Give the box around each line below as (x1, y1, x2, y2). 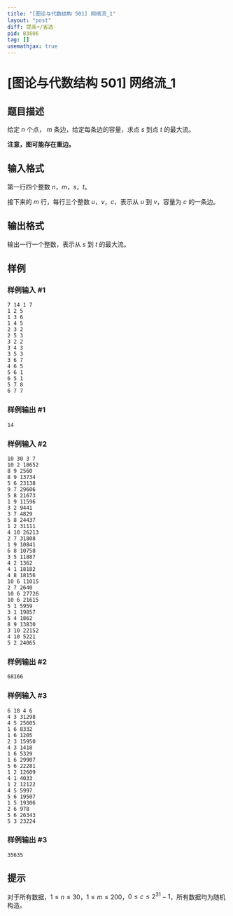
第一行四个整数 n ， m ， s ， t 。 (7, 182, 91, 191)
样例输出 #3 (7, 835, 48, 845)
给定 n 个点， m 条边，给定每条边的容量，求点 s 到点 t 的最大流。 (7, 126, 195, 133)
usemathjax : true (7, 43, 58, 50)
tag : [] (7, 36, 30, 43)
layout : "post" (7, 17, 52, 24)
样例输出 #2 (7, 656, 48, 666)
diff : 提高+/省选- (7, 23, 57, 30)
